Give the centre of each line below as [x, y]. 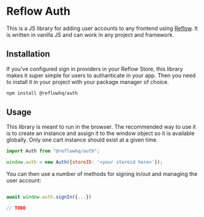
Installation [28, 54]
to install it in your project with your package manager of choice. [88, 82]
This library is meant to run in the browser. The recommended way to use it [101, 127]
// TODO [16, 208]
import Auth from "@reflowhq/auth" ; [53, 151]
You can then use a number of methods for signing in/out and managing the [102, 174]
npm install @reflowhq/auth [42, 93]
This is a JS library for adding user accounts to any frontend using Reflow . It [102, 28]
